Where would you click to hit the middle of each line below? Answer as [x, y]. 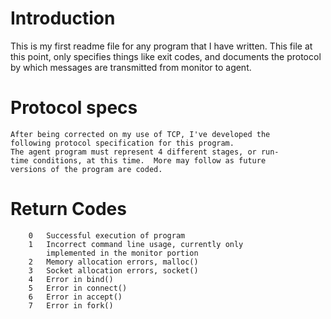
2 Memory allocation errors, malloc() [113, 262]
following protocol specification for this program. [122, 143]
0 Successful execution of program [107, 235]
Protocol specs [74, 108]
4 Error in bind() [71, 279]
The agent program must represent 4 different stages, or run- [145, 152]
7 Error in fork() [71, 305]
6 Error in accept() [75, 297]
